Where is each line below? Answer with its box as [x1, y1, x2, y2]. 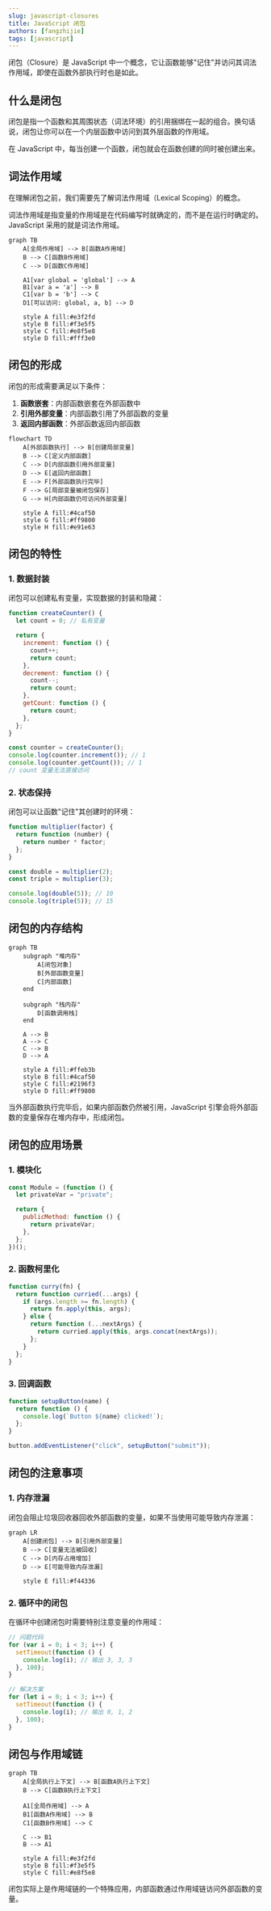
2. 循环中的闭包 [8, 1597, 69, 1609]
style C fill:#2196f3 [23, 1080, 95, 1088]
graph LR [8, 1529, 38, 1537]
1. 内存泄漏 [8, 1492, 50, 1504]
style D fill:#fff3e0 [23, 334, 95, 342]
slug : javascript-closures [8, 11, 99, 20]
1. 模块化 [8, 1165, 42, 1176]
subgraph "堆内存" [23, 951, 81, 960]
